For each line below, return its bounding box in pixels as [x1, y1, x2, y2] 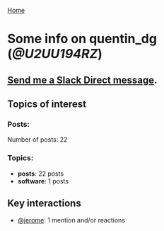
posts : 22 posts [17, 169, 64, 178]
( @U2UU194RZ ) [7, 46, 102, 62]
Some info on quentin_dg [7, 31, 158, 47]
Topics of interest [7, 98, 87, 110]
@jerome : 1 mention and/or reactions [17, 216, 126, 225]
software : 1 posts [17, 176, 69, 185]
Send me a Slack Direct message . [7, 74, 158, 86]
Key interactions [7, 197, 81, 209]
